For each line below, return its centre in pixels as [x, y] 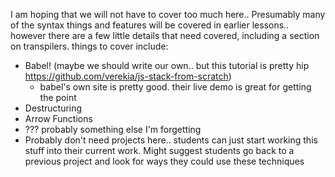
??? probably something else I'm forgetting [113, 129]
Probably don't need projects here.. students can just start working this [171, 140]
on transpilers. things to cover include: [89, 46]
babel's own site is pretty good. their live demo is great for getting [175, 87]
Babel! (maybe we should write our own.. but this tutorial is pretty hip [167, 65]
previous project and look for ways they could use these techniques [164, 161]
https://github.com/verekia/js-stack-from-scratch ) [128, 76]
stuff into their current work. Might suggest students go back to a [159, 150]
